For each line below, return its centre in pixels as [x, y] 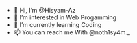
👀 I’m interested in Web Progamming [65, 17]
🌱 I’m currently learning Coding [58, 25]
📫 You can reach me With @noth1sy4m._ [72, 32]
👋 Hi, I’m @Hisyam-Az [45, 10]
